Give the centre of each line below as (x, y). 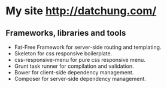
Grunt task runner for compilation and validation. (74, 66)
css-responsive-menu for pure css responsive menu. (80, 60)
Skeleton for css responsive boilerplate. (63, 54)
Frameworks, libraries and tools (66, 33)
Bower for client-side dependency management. (74, 72)
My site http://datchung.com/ (81, 11)
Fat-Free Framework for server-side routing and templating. (88, 47)
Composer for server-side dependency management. (80, 79)
